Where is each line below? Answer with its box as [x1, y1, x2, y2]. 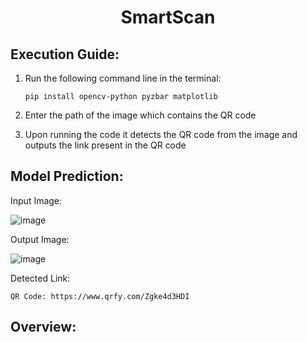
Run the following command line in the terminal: [24, 72, 222, 84]
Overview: [10, 319, 77, 336]
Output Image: [10, 233, 70, 245]
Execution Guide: [10, 46, 120, 63]
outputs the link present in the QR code [24, 139, 187, 151]
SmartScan [120, 6, 216, 29]
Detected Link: [10, 272, 71, 284]
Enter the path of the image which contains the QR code [24, 109, 257, 121]
